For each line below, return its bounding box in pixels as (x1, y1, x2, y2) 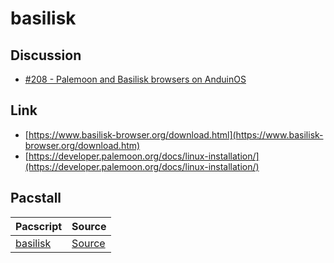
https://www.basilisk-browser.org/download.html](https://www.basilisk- (28, 128, 324, 141)
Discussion (10, 47, 82, 64)
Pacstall (10, 190, 62, 207)
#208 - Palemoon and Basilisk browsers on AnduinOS (24, 73, 247, 85)
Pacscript (15, 219, 63, 233)
